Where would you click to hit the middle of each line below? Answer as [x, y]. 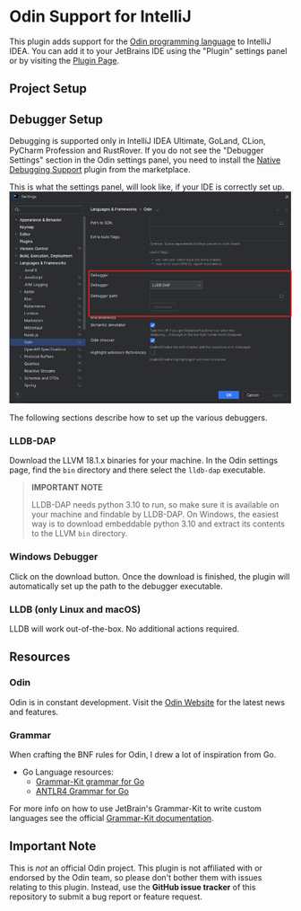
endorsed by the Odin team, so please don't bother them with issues [136, 877]
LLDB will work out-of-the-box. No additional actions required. [125, 629]
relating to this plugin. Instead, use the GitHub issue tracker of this [133, 887]
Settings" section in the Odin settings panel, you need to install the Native [145, 160]
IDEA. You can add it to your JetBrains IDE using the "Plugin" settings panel [148, 50]
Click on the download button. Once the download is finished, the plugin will [150, 576]
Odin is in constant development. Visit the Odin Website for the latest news [147, 702]
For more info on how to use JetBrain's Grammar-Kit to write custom [136, 808]
